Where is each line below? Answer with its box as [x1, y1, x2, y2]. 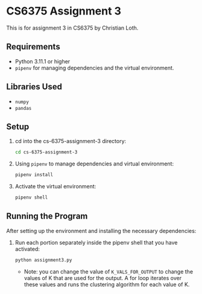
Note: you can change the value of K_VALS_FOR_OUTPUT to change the [24, 267, 194, 275]
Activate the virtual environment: [14, 183, 96, 190]
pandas [14, 105, 32, 111]
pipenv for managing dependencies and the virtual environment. [14, 64, 174, 71]
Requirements [6, 42, 60, 52]
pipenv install [14, 172, 54, 178]
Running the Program [6, 211, 88, 222]
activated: [14, 245, 40, 252]
